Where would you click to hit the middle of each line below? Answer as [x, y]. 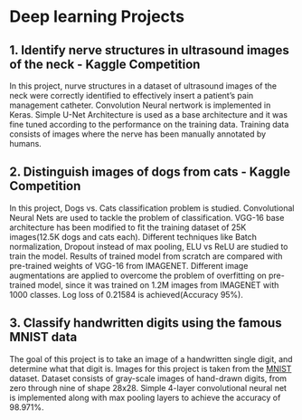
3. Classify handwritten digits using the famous [146, 323]
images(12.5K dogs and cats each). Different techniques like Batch [133, 236]
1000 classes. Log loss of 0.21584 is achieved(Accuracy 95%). [127, 294]
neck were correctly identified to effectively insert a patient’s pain [132, 95]
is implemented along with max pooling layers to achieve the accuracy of [145, 397]
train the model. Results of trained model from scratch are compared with [146, 256]
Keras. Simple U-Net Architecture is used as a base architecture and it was [148, 115]
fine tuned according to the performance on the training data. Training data [149, 124]
